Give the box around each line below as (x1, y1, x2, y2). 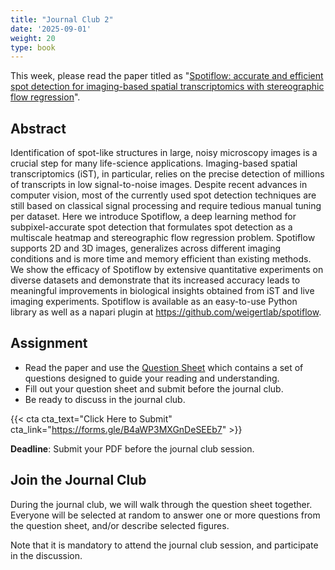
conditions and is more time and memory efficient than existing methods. (10, 253, 312, 265)
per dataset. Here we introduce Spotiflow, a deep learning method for (10, 211, 297, 223)
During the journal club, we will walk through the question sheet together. (10, 498, 313, 510)
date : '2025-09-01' (10, 24, 92, 34)
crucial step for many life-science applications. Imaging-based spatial (10, 157, 298, 170)
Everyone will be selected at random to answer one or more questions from (10, 509, 321, 521)
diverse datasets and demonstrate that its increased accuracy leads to (10, 274, 301, 286)
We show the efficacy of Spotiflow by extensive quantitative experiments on (10, 264, 324, 276)
